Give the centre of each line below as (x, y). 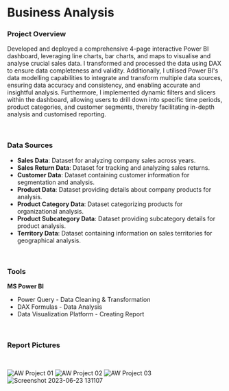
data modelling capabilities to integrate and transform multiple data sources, (115, 78)
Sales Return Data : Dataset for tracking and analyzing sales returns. (113, 167)
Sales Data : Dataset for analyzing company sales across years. (106, 160)
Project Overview (37, 34)
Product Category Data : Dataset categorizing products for (100, 204)
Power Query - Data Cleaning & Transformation (84, 300)
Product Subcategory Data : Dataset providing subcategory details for (116, 218)
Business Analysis (61, 13)
